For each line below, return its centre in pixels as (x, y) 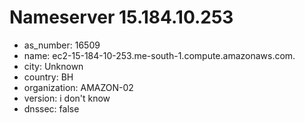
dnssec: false (51, 108)
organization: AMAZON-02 (78, 87)
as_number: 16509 (62, 45)
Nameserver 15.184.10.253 (121, 17)
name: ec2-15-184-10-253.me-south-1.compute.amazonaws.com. (159, 55)
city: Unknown (53, 66)
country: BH (48, 77)
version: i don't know (67, 98)
